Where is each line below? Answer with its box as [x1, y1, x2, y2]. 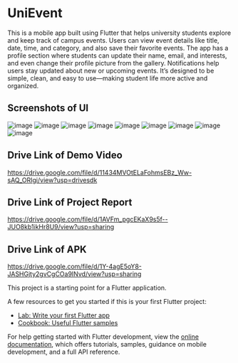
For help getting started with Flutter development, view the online [7, 332, 200, 341]
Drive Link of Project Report [7, 196, 133, 208]
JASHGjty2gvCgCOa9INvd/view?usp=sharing [7, 270, 142, 278]
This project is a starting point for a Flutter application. [7, 283, 167, 293]
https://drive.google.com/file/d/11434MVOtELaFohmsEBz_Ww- [7, 168, 192, 177]
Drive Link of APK [7, 243, 87, 256]
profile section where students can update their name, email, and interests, [7, 51, 227, 60]
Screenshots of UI [7, 102, 89, 115]
